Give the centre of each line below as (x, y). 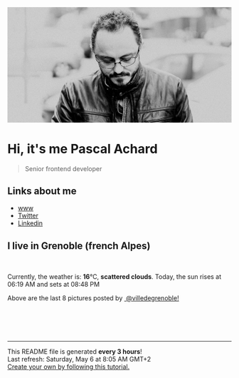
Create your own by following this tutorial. (69, 367)
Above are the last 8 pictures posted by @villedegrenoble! (93, 298)
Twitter (28, 216)
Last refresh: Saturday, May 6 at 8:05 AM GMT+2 (79, 359)
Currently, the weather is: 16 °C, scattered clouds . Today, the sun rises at (115, 277)
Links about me (42, 191)
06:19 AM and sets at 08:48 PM (54, 285)
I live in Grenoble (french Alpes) (79, 246)
